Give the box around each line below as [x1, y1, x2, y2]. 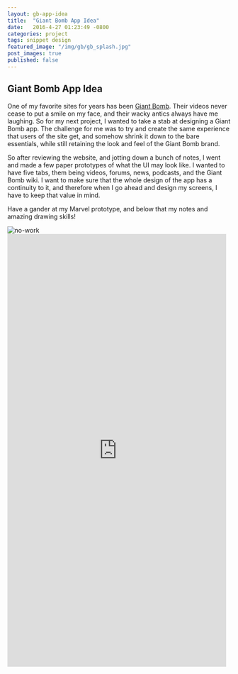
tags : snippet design [7, 37, 72, 44]
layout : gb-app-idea [7, 10, 69, 18]
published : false [7, 57, 59, 64]
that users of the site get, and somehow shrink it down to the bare [7, 132, 200, 140]
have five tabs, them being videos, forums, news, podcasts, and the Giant [7, 168, 222, 177]
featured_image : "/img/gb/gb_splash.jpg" [7, 43, 132, 50]
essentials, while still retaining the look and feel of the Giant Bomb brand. [7, 139, 220, 148]
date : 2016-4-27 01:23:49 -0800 [7, 23, 110, 31]
